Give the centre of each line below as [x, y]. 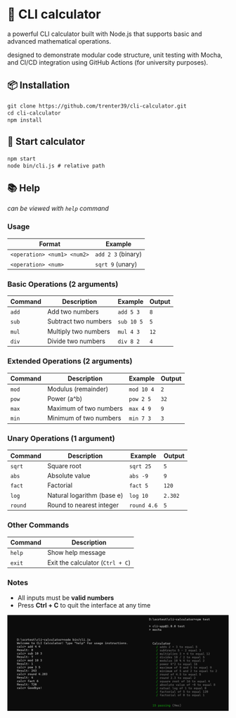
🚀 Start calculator [46, 142]
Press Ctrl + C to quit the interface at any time [84, 605]
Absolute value [69, 476]
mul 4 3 [129, 332]
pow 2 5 [140, 399]
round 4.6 [143, 506]
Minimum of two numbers [84, 418]
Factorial [60, 485]
